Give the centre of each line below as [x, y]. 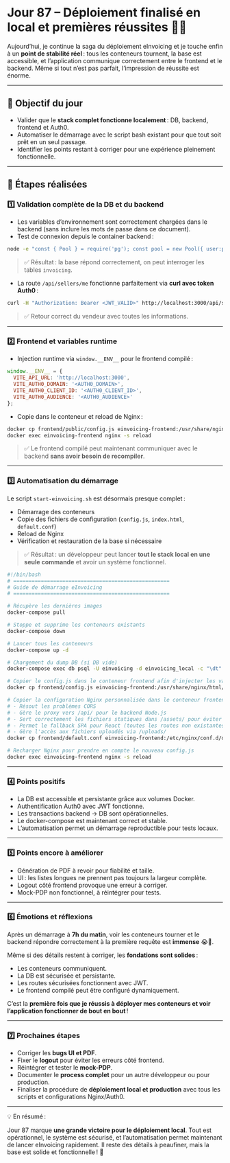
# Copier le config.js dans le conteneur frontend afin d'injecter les [111, 681]
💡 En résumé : [27, 1116]
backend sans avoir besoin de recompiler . [84, 456]
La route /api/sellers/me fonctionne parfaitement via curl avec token [115, 284]
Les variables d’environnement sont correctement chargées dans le [112, 222]
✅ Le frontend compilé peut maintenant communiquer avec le [111, 448]
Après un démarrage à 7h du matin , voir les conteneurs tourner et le [103, 934]
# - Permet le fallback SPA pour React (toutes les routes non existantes [116, 726]
